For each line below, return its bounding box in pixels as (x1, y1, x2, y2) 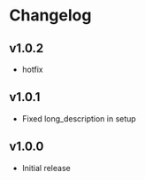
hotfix (21, 64, 43, 74)
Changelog (9, 5, 92, 26)
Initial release (21, 162, 71, 173)
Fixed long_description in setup (21, 113, 137, 124)
